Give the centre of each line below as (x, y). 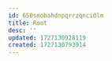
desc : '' (22, 30)
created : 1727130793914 (47, 45)
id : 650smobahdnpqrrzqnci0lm (56, 15)
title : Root (28, 23)
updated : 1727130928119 (47, 38)
